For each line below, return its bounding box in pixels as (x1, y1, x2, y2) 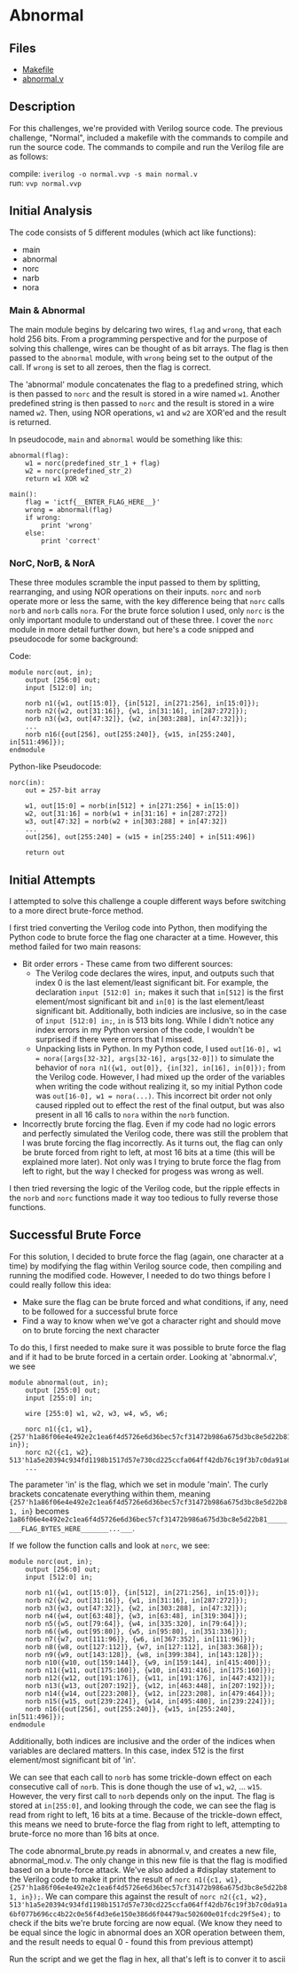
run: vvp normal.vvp (9, 177, 82, 188)
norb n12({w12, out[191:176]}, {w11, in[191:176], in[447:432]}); (25, 1673, 276, 1682)
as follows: (9, 151, 49, 161)
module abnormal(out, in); (9, 1378, 109, 1387)
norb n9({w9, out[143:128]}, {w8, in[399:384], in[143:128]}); (25, 1650, 264, 1659)
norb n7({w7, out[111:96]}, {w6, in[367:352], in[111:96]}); (25, 1634, 255, 1644)
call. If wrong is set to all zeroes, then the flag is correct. (9, 361, 211, 373)
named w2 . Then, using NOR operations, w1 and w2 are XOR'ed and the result (9, 407, 286, 418)
